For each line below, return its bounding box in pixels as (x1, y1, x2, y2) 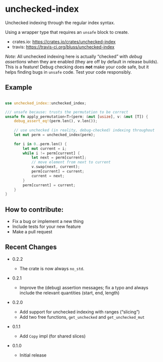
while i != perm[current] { (23, 151, 80, 156)
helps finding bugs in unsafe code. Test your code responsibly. (5, 69, 132, 75)
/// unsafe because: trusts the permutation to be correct (5, 110, 129, 114)
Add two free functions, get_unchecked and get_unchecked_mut (19, 314, 145, 320)
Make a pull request (12, 229, 53, 235)
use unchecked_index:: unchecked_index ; (5, 101, 87, 106)
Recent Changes (5, 243, 57, 251)
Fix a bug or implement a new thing (12, 219, 84, 224)
